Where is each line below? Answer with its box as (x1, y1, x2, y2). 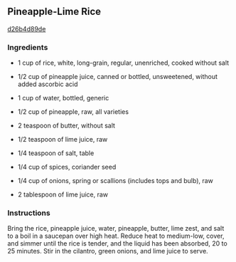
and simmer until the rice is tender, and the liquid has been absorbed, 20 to (7, 239, 227, 248)
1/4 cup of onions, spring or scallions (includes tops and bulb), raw (17, 177, 213, 185)
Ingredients (7, 42, 48, 52)
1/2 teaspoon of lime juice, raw (17, 135, 108, 144)
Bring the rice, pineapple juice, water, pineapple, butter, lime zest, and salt (7, 224, 225, 233)
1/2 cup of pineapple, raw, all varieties (17, 108, 129, 116)
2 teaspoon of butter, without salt (17, 121, 116, 130)
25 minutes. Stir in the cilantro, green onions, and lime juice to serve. (7, 247, 208, 256)
